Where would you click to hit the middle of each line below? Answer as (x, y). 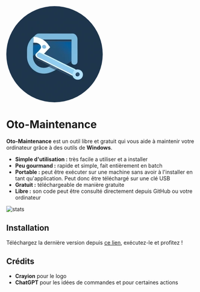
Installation (28, 228)
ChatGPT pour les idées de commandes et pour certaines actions (97, 282)
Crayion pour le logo (41, 276)
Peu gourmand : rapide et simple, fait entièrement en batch (89, 165)
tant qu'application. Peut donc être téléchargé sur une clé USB (92, 178)
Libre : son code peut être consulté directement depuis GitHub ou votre (104, 191)
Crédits (20, 262)
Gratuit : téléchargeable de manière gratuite (70, 184)
